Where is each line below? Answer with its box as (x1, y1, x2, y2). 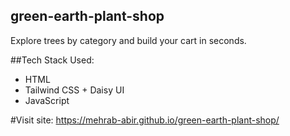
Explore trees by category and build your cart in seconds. (10, 34, 247, 46)
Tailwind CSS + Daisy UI (24, 84, 125, 96)
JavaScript (24, 94, 70, 106)
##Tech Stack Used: (10, 54, 95, 66)
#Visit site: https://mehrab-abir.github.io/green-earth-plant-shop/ (10, 114, 280, 126)
